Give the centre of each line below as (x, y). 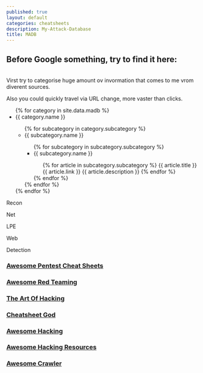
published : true (27, 12)
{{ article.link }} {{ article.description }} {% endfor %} (109, 172)
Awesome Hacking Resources (52, 347)
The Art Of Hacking (36, 298)
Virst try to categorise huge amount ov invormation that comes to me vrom (100, 80)
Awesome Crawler (34, 364)
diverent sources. (28, 86)
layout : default (27, 18)
